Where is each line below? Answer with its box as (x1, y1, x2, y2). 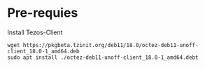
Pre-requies (7, 5, 78, 21)
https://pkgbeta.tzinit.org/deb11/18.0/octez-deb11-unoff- (22, 41, 199, 48)
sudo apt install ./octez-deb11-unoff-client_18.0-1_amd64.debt (7, 54, 199, 61)
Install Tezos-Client (7, 28, 63, 36)
